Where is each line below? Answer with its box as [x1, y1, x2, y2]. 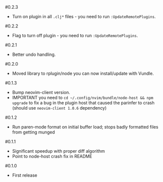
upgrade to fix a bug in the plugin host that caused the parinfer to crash [12, 100, 155, 106]
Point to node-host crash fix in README [12, 154, 93, 159]
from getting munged [12, 129, 55, 135]
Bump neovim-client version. [12, 90, 70, 95]
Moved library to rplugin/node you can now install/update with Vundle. [12, 70, 154, 76]
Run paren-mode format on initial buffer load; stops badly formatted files [12, 124, 159, 130]
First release [12, 172, 38, 178]
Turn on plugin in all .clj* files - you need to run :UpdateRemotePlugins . [12, 14, 156, 19]
